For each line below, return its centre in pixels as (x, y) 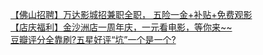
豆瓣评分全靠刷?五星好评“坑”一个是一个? (93, 39)
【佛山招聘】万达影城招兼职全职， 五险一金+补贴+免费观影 (131, 14)
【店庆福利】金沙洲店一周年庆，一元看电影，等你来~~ (121, 27)
